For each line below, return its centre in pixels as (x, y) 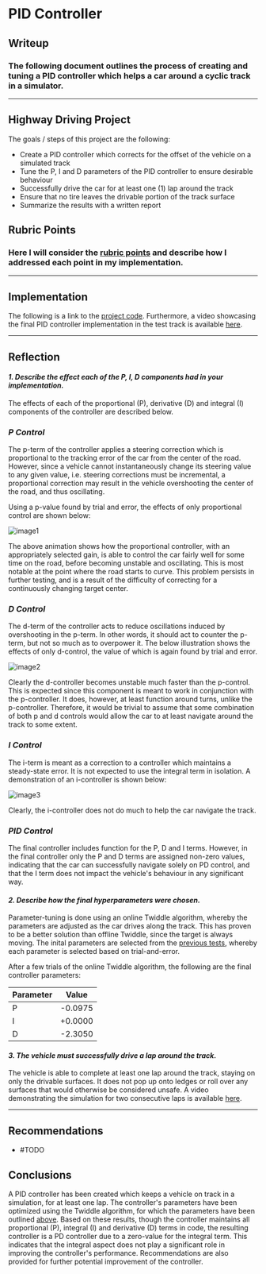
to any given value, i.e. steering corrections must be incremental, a (117, 475)
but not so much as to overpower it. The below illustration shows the (139, 643)
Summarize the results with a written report (90, 205)
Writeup (28, 43)
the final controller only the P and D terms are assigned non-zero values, (127, 856)
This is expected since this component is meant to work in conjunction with (131, 691)
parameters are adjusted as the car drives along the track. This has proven (130, 926)
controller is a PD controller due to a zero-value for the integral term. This (128, 1236)
